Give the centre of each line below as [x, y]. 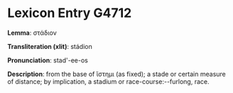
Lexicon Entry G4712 [70, 13]
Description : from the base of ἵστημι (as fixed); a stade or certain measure [116, 74]
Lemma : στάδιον [32, 33]
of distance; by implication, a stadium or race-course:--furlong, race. [108, 81]
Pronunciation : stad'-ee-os [48, 60]
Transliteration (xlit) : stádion [50, 46]
